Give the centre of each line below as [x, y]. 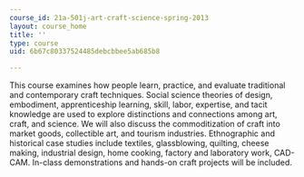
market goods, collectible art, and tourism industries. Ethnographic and [142, 133]
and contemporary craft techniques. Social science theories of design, [141, 95]
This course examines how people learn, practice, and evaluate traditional [147, 85]
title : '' [28, 34]
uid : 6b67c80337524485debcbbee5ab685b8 [85, 52]
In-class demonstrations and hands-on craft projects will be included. [162, 162]
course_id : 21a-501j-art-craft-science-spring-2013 [109, 18]
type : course [34, 43]
